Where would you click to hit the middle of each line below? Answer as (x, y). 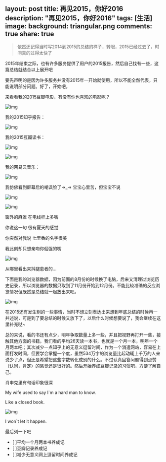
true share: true (30, 34)
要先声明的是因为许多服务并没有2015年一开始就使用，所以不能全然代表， (79, 80)
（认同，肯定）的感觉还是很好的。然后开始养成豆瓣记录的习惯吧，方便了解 (81, 366)
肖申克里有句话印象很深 (29, 382)
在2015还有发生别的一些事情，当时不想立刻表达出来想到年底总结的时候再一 (82, 312)
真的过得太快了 (37, 53)
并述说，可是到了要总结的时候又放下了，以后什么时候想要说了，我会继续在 (81, 318)
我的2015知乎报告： (25, 117)
